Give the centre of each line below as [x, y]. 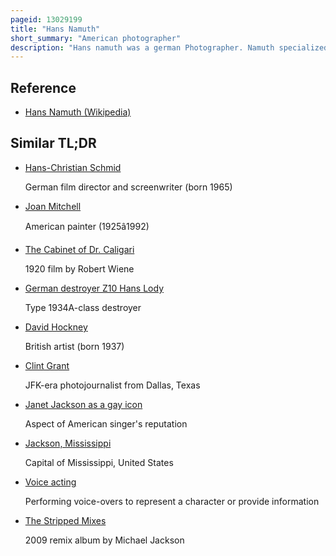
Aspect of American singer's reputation [106, 423]
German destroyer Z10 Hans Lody [94, 288]
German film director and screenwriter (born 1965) [128, 187]
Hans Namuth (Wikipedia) [78, 112]
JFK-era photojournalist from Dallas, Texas [112, 385]
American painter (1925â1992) [87, 226]
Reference [43, 87]
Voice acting [50, 482]
